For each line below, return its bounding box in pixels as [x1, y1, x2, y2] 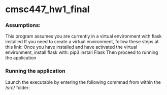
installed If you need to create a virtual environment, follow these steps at [5, 39, 159, 45]
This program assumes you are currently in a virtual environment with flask [5, 33, 162, 39]
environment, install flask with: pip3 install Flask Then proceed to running [5, 49, 158, 55]
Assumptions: [5, 22, 41, 29]
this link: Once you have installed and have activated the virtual [5, 44, 137, 50]
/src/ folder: [5, 84, 30, 90]
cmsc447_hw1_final [5, 4, 90, 15]
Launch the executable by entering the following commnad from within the [5, 79, 161, 85]
